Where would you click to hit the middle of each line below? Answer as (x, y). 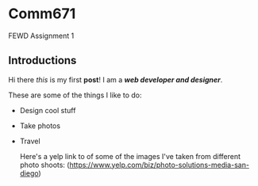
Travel (30, 141)
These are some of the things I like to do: (75, 95)
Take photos (40, 125)
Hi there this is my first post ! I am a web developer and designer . (116, 79)
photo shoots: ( (44, 165)
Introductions (42, 61)
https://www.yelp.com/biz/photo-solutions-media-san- (160, 165)
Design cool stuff (48, 110)
